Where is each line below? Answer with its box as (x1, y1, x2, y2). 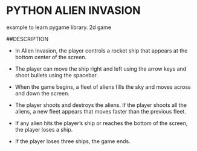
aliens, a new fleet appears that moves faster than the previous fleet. (15, 108, 186, 115)
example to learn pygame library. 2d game (6, 24, 112, 31)
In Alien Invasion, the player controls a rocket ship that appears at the (15, 47, 188, 54)
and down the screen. (15, 89, 69, 97)
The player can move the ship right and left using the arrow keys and (15, 65, 187, 72)
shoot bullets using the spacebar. (15, 71, 98, 79)
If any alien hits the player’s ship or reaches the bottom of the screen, (15, 119, 188, 127)
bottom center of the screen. (15, 53, 87, 60)
